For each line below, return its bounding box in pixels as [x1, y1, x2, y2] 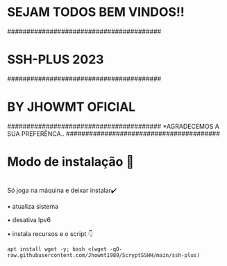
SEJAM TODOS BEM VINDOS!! [7, 4, 185, 20]
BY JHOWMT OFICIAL [7, 99, 136, 115]
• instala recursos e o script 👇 [7, 230, 94, 238]
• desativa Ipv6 [7, 216, 51, 224]
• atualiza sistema [7, 203, 59, 211]
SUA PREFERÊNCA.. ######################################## [7, 130, 221, 138]
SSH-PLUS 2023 [7, 52, 104, 68]
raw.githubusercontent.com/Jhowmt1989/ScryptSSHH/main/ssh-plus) [7, 252, 200, 259]
